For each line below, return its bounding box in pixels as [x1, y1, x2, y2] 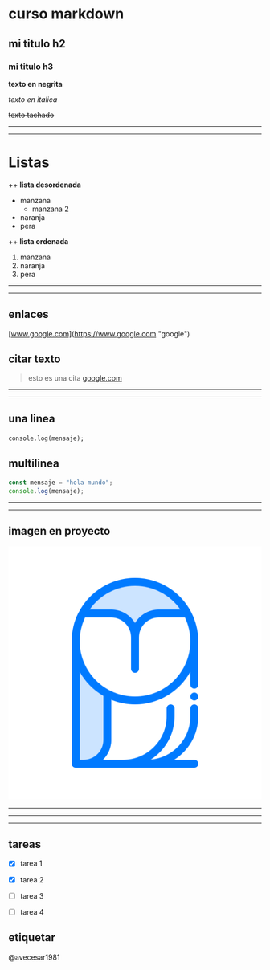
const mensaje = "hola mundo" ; [8, 479, 113, 487]
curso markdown [8, 5, 125, 23]
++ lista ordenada [8, 236, 69, 246]
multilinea [8, 456, 59, 470]
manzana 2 [31, 204, 70, 214]
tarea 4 [19, 907, 44, 916]
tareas [8, 838, 42, 851]
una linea [8, 411, 55, 426]
